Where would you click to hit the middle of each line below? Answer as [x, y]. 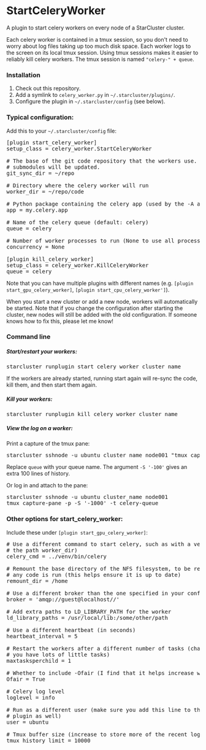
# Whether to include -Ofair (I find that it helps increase [100, 673]
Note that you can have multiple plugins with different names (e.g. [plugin [100, 283]
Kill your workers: [29, 399]
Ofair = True [26, 679]
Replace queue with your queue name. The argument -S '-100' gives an [97, 467]
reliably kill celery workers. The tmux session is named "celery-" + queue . [100, 59]
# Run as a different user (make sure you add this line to [99, 710]
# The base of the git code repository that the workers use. [102, 161]
